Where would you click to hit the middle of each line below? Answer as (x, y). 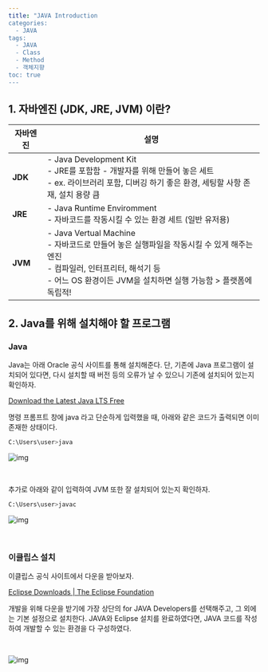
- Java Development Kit (92, 159)
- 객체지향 (30, 68)
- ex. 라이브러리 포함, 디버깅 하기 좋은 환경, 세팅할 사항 (144, 183)
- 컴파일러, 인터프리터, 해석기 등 (104, 269)
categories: (28, 23)
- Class (28, 53)
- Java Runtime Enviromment (102, 208)
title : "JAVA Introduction (53, 16)
